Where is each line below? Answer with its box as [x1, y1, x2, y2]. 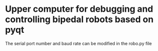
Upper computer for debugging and [5, 3, 154, 15]
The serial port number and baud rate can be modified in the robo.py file [5, 40, 152, 46]
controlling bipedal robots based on [5, 14, 154, 25]
